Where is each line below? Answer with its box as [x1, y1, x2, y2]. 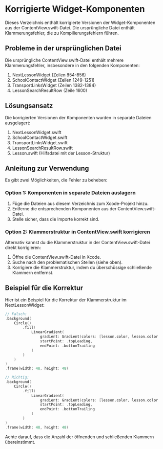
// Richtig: [5, 375, 29, 380]
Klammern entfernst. [12, 269, 54, 275]
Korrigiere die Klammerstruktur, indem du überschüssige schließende [12, 264, 152, 270]
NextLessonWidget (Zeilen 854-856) [12, 72, 86, 78]
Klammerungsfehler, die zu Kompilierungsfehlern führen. [5, 30, 119, 36]
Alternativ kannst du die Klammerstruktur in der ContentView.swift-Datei [5, 239, 150, 245]
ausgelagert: [5, 120, 31, 126]
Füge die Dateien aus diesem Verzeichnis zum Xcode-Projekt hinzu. [12, 201, 149, 206]
